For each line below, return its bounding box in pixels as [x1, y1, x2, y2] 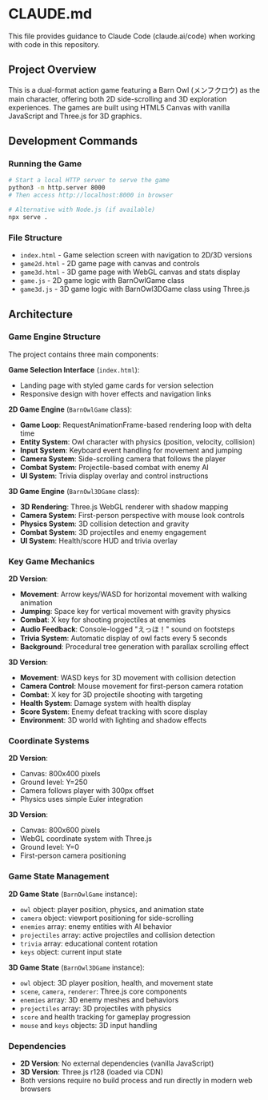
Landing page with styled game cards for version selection [19, 381, 214, 390]
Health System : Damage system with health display [19, 699, 192, 708]
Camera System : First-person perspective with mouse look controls [19, 510, 246, 520]
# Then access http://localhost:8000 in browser [8, 191, 174, 200]
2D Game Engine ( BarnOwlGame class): [8, 405, 133, 414]
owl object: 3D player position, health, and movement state [19, 978, 214, 987]
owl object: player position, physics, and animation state [19, 904, 205, 914]
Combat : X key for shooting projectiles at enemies [19, 615, 186, 624]
